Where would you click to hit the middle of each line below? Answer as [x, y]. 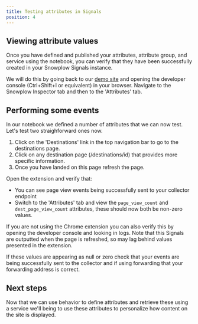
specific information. [40, 161]
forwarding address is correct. [43, 270]
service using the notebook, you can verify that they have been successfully [99, 61]
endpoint [26, 197]
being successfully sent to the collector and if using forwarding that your [95, 263]
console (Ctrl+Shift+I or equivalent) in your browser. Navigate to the [89, 86]
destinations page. [37, 149]
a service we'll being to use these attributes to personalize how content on [97, 308]
